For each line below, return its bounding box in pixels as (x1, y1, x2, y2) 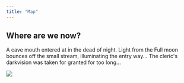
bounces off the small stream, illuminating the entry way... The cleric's (6, 53, 178, 60)
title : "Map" (6, 8, 39, 15)
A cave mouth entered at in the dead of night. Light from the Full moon (6, 46, 178, 53)
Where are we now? (6, 31, 81, 41)
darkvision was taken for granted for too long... (6, 59, 121, 66)
